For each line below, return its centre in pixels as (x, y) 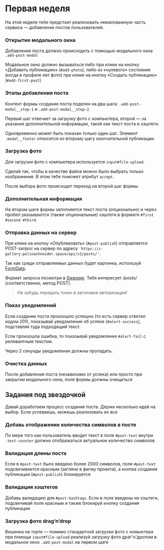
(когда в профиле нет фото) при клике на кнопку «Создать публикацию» (81, 75)
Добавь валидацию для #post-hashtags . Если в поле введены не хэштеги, (82, 498)
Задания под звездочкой (45, 395)
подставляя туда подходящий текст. (43, 327)
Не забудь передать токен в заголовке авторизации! (72, 293)
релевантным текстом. (29, 341)
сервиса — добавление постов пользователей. (55, 27)
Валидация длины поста (36, 453)
